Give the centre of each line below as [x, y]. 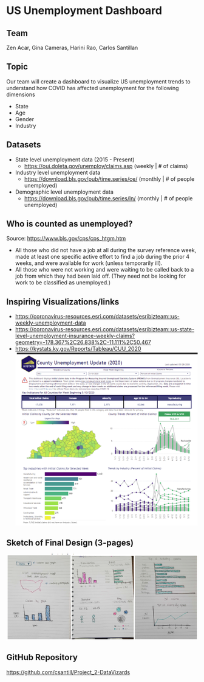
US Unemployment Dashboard [84, 11]
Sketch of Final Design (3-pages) [70, 543]
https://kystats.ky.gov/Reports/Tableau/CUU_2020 [78, 349]
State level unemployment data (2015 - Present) [75, 160]
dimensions [21, 94]
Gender [25, 119]
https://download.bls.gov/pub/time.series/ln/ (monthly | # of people [108, 198]
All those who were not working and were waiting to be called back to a [104, 270]
